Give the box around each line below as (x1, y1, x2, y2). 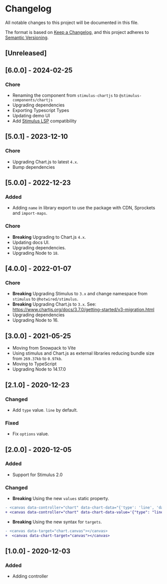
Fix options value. (12, 431, 49, 437)
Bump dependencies (12, 164, 55, 170)
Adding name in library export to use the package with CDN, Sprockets (12, 205, 156, 211)
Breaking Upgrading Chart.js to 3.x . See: (12, 301, 96, 307)
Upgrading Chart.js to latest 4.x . (12, 158, 79, 165)
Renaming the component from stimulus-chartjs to (12, 92, 118, 98)
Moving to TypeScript (12, 361, 57, 367)
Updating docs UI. (12, 239, 50, 245)
